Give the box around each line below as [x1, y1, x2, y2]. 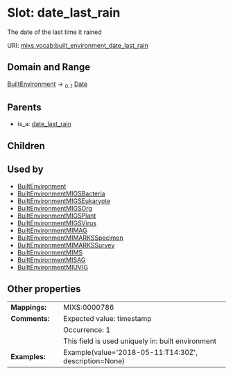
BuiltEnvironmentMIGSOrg [17, 204, 92, 212]
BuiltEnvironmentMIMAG [17, 226, 88, 234]
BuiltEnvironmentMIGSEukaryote [17, 196, 111, 205]
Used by [7, 164, 44, 175]
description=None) [63, 356, 126, 366]
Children [7, 140, 45, 152]
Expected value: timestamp [63, 314, 152, 324]
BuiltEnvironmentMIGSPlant [17, 211, 96, 220]
